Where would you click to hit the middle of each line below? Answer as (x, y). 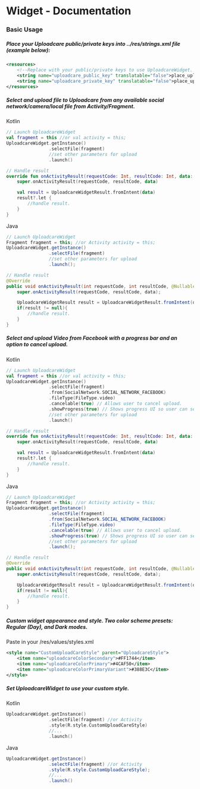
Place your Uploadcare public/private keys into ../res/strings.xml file (93, 43)
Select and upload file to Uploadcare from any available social (85, 100)
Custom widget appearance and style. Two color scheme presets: (90, 621)
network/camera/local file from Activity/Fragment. (71, 107)
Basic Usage (25, 30)
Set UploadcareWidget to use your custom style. (68, 688)
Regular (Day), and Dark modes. (47, 627)
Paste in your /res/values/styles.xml (50, 642)
